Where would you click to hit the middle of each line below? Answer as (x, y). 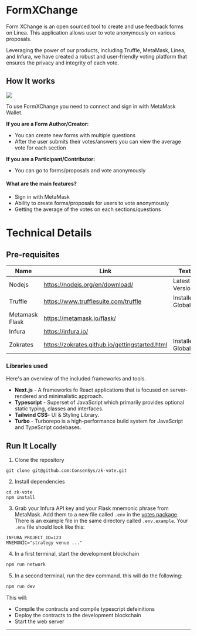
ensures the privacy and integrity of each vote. (62, 63)
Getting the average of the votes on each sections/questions (88, 209)
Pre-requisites (33, 255)
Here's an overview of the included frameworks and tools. (76, 379)
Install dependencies (40, 482)
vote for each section (40, 148)
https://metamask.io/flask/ (80, 318)
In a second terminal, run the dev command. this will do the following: (98, 576)
